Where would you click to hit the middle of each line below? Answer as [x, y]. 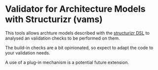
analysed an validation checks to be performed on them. [62, 38]
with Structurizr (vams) [54, 19]
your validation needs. [28, 53]
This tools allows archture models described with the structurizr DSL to [77, 33]
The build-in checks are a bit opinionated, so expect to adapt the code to [79, 47]
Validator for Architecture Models [75, 9]
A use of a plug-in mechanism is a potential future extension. [67, 62]
